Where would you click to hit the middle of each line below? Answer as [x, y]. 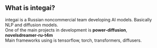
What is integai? [30, 8]
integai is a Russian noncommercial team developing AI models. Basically [78, 19]
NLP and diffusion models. [32, 25]
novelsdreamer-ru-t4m [29, 35]
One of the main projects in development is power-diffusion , [66, 30]
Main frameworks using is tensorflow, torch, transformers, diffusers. [74, 40]
